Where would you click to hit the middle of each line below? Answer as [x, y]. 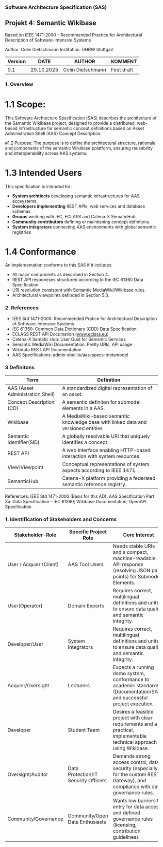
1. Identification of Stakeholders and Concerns [61, 519]
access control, [130, 762]
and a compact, [130, 552]
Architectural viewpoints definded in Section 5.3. [61, 295]
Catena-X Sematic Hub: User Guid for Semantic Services [69, 339]
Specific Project [88, 532]
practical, [123, 730]
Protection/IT [83, 774]
